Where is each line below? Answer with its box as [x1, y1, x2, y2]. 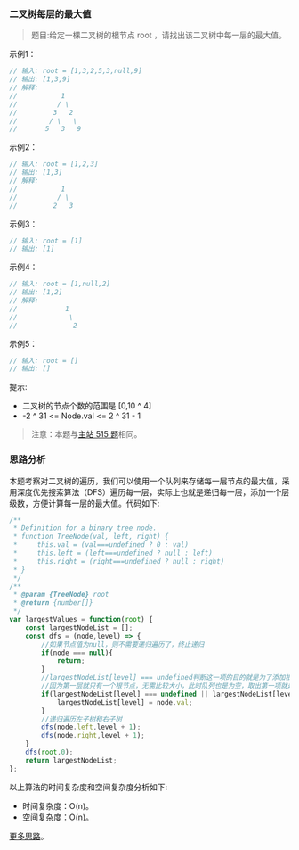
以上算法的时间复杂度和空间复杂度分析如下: [9, 781, 168, 792]
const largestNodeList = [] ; [25, 623, 133, 632]
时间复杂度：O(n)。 [21, 800, 93, 811]
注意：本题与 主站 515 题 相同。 [30, 429, 142, 440]
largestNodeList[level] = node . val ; [56, 697, 193, 706]
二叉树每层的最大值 [9, 7, 92, 20]
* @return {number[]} [12, 598, 93, 607]
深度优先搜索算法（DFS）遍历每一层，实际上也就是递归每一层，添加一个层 [16, 486, 290, 497]
